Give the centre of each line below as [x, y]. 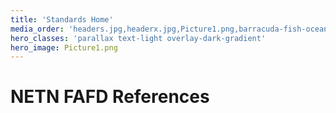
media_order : [37, 29]
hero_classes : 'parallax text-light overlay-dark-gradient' [138, 38]
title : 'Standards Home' [62, 19]
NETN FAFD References [110, 97]
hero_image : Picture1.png [64, 47]
